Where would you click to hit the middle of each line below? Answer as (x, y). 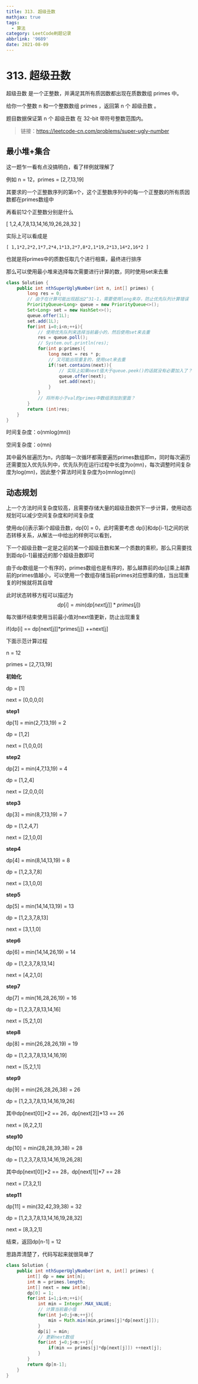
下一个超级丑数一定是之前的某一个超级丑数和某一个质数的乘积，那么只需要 (96, 548)
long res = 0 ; (44, 293)
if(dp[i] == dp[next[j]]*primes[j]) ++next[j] (57, 629)
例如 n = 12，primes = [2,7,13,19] (45, 179)
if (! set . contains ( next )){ (80, 365)
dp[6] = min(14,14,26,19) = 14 (41, 952)
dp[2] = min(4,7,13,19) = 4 (37, 769)
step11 (14, 1195)
